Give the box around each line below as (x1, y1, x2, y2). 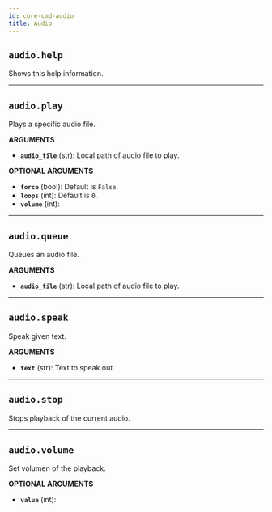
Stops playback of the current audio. (8, 413, 131, 423)
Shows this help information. (8, 69, 104, 78)
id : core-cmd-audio (8, 11, 74, 20)
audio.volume (8, 444, 74, 455)
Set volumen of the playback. (8, 463, 107, 473)
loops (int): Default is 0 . (19, 191, 98, 201)
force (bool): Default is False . (19, 182, 119, 192)
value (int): (19, 495, 57, 505)
